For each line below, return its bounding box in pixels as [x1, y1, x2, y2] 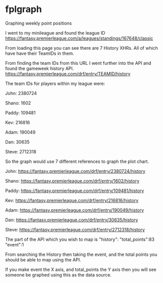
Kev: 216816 [5, 119, 30, 125]
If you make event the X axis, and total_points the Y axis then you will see [5, 266, 156, 272]
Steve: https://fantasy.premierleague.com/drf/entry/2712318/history [5, 226, 145, 232]
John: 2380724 [5, 90, 37, 96]
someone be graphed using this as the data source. [5, 271, 112, 277]
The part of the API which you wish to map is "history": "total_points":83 [5, 236, 154, 242]
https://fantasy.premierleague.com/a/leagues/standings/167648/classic [5, 35, 153, 41]
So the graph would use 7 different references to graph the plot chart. [5, 158, 149, 164]
